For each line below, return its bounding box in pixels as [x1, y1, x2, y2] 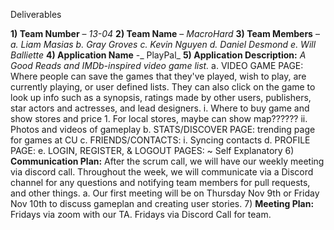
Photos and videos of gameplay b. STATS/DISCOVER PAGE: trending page [10, 124, 316, 135]
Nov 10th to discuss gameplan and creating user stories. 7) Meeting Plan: [10, 198, 315, 209]
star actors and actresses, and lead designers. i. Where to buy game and [10, 102, 310, 114]
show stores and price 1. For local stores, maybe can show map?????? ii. [10, 113, 308, 124]
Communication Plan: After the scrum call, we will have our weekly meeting [10, 155, 325, 167]
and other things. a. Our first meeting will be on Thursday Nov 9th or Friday [10, 187, 320, 199]
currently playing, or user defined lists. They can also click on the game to [10, 81, 316, 93]
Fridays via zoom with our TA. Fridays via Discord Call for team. [10, 209, 272, 220]
